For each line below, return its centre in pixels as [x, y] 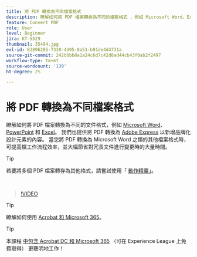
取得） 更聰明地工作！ [38, 248]
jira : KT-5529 [23, 39]
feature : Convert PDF [33, 22]
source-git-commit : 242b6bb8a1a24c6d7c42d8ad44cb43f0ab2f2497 [84, 55]
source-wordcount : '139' [36, 66]
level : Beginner [26, 33]
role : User [19, 28]
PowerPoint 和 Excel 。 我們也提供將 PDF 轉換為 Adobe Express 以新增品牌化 [98, 132]
